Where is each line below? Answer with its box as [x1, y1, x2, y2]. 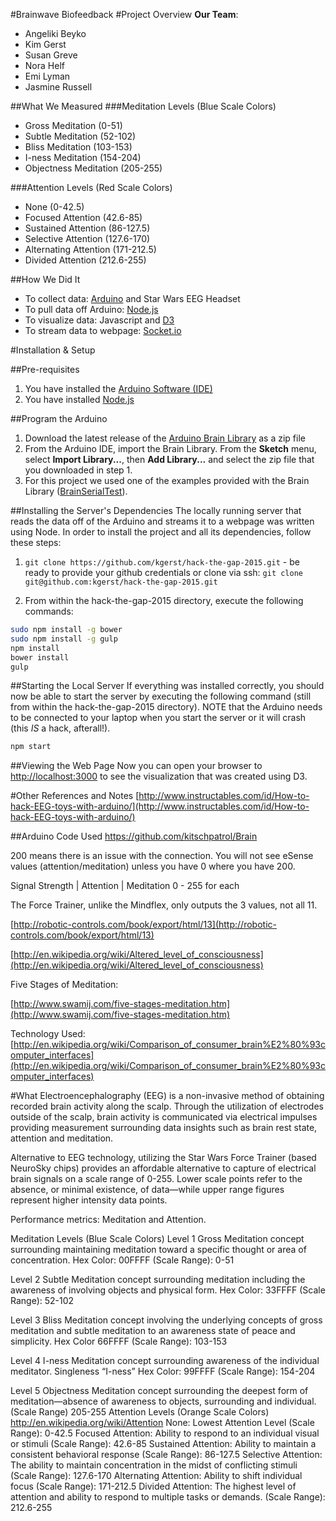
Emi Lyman [24, 70, 71, 82]
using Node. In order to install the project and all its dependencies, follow [10, 526, 312, 538]
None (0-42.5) [24, 201, 85, 213]
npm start [10, 742, 52, 752]
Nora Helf [24, 60, 65, 71]
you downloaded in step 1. [24, 464, 133, 476]
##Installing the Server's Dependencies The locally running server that [10, 505, 302, 516]
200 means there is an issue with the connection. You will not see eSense [10, 850, 314, 862]
